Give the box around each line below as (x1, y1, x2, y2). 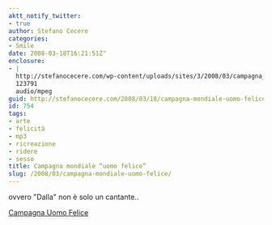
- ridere (8, 147, 38, 155)
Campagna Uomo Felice (8, 208, 89, 217)
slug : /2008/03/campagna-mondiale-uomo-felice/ (8, 170, 172, 178)
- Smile (8, 42, 35, 50)
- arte (8, 117, 31, 125)
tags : (8, 110, 27, 118)
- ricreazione (8, 139, 57, 148)
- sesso (8, 155, 35, 163)
